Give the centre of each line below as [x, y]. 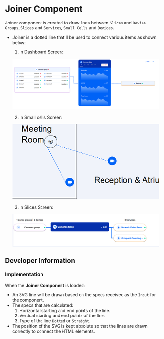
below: [19, 42]
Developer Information [40, 261]
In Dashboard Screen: [41, 52]
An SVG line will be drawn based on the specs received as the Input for [84, 294]
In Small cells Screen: [41, 117]
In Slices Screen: [36, 207]
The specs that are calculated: [43, 305]
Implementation [24, 274]
